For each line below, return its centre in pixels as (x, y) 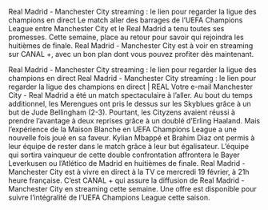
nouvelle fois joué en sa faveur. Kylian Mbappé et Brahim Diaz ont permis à (132, 138)
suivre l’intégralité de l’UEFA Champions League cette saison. (109, 197)
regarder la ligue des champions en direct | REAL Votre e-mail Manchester (131, 87)
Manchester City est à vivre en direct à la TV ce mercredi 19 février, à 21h (129, 172)
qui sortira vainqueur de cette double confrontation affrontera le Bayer (124, 155)
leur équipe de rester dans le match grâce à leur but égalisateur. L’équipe (129, 146)
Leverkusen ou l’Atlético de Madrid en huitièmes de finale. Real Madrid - (127, 163)
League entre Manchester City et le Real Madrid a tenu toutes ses (116, 28)
